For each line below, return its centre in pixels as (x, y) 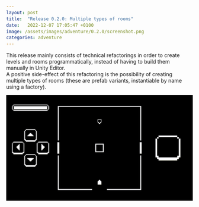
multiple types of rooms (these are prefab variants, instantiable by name (94, 81)
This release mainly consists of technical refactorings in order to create (93, 55)
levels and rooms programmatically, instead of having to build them (88, 62)
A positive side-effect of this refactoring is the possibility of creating (89, 74)
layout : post (22, 12)
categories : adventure (34, 38)
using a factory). (26, 87)
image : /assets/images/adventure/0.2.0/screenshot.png (75, 32)
